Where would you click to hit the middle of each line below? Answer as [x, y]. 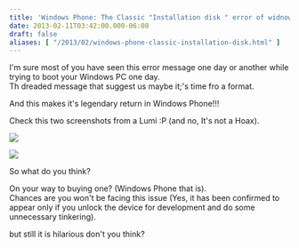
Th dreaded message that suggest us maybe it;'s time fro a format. [132, 86]
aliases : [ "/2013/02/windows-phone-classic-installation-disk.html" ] [145, 42]
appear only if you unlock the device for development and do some [132, 208]
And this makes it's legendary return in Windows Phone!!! [114, 104]
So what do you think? [50, 172]
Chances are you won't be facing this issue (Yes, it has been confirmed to [145, 198]
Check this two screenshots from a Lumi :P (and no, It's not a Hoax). [134, 121]
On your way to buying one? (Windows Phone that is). [108, 188]
